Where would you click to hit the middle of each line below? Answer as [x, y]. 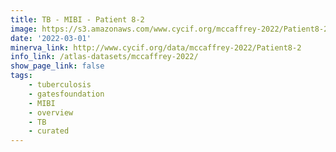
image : [24, 29]
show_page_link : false [57, 66]
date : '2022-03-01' [51, 38]
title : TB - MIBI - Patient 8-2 [77, 19]
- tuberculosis [60, 85]
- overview [51, 112]
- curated [49, 131]
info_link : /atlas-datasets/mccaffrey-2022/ [104, 57]
